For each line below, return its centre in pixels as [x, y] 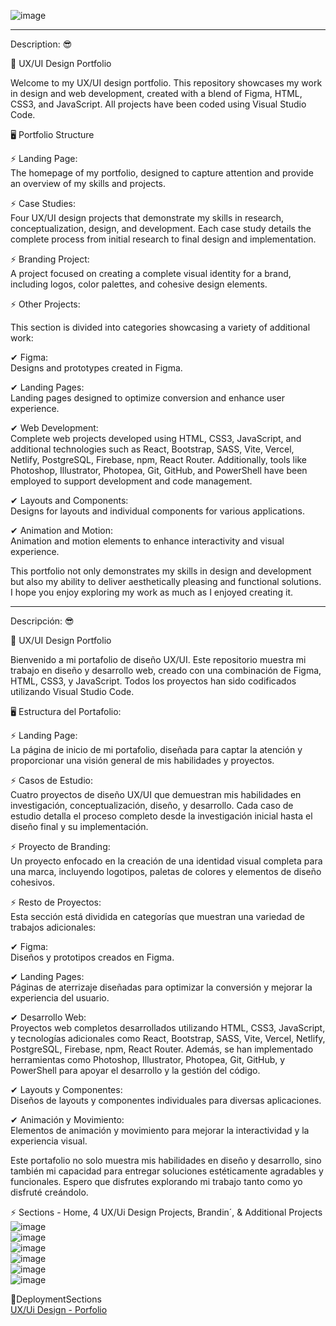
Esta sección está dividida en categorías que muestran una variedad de [157, 916]
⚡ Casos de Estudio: [51, 780]
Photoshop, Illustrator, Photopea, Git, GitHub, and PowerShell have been [159, 470]
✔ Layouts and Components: [69, 500]
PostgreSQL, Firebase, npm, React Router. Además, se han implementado [162, 1049]
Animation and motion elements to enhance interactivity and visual [147, 541]
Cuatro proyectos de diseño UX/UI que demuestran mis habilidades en [156, 794]
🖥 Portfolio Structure [52, 134]
